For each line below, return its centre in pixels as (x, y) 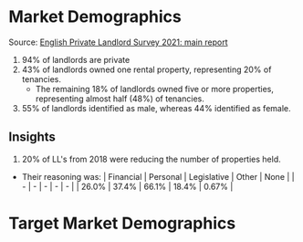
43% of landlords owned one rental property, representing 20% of (146, 69)
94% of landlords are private (76, 59)
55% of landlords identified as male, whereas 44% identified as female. (156, 108)
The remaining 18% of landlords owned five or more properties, (155, 89)
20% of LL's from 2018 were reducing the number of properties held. (151, 159)
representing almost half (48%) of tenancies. (120, 99)
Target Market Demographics (122, 223)
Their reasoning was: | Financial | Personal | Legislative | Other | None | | (158, 176)
